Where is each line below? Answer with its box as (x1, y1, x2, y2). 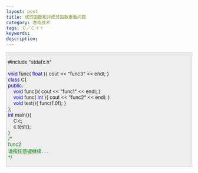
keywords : (6, 31, 31, 36)
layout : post (6, 8, 38, 15)
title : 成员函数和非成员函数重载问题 (6, 14, 87, 20)
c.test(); (13, 124, 31, 130)
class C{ (8, 76, 27, 83)
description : (6, 36, 38, 42)
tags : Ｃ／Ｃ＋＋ (6, 25, 44, 31)
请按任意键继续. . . (8, 148, 49, 154)
